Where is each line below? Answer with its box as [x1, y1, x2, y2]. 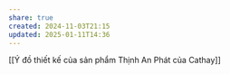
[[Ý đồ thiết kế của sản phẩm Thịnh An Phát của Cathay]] [8, 55, 221, 66]
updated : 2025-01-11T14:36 [8, 30, 110, 39]
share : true [8, 13, 53, 23]
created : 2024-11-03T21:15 [8, 22, 110, 31]
